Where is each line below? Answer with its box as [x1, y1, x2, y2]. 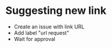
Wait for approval [13, 35, 56, 42]
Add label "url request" [13, 29, 69, 36]
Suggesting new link [5, 4, 107, 17]
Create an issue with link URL [13, 23, 85, 30]
